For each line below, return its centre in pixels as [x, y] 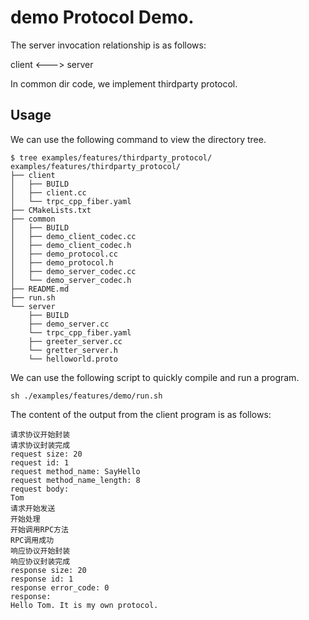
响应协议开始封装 [40, 551]
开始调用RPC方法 [39, 529]
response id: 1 [42, 579]
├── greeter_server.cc [75, 341]
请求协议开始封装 [40, 434]
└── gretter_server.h [73, 350]
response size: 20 [48, 570]
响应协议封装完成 [40, 561]
